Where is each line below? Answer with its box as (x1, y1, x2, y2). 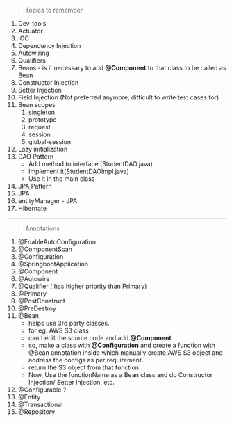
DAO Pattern (17, 152, 54, 161)
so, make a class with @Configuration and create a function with (28, 341, 216, 349)
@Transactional (17, 400, 63, 408)
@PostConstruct (17, 297, 65, 305)
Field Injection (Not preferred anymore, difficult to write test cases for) (17, 93, 219, 102)
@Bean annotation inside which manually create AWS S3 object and (28, 349, 223, 357)
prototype (28, 115, 57, 124)
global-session (28, 138, 72, 145)
